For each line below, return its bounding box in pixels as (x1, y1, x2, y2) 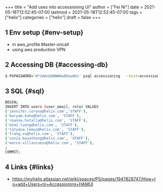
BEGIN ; (5, 100, 18, 105)
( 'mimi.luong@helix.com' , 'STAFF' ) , (5, 122, 79, 127)
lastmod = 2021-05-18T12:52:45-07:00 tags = (50, 9, 143, 15)
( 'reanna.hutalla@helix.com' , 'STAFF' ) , (5, 118, 88, 123)
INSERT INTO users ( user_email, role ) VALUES (5, 105, 98, 109)
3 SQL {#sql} (5, 87, 45, 95)
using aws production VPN (12, 46, 65, 52)
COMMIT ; (5, 149, 21, 155)
